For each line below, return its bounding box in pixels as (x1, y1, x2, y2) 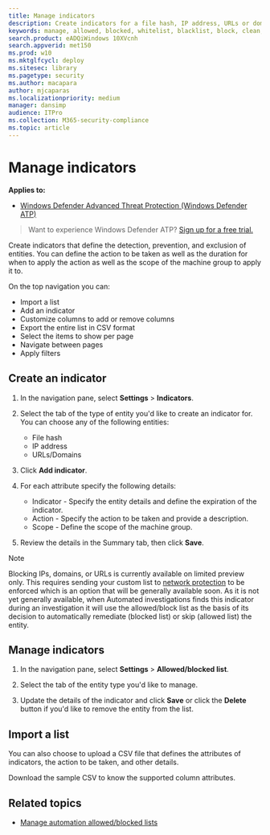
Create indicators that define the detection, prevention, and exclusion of (8, 240, 247, 250)
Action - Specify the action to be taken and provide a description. (31, 514, 249, 523)
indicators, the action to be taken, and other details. (8, 757, 179, 767)
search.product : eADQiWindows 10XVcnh (8, 34, 138, 43)
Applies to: (8, 185, 46, 194)
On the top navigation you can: (8, 281, 110, 291)
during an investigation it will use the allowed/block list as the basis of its (8, 603, 249, 612)
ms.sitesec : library (8, 64, 78, 72)
